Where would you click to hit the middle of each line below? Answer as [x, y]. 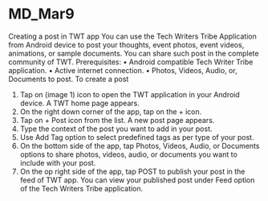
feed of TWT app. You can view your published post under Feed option [137, 180]
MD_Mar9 [41, 14]
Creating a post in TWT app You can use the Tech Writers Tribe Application [132, 36]
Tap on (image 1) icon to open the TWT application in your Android [130, 94]
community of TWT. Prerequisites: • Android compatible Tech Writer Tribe [131, 62]
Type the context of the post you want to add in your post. [116, 129]
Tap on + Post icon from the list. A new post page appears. [117, 120]
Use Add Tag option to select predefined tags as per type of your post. [137, 137]
